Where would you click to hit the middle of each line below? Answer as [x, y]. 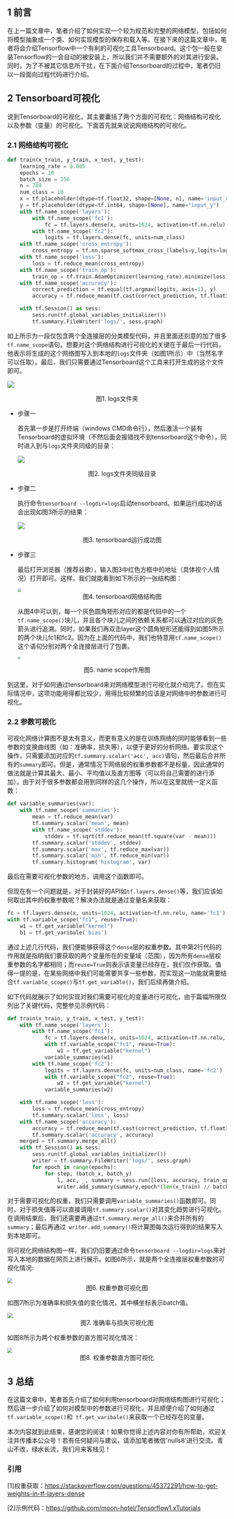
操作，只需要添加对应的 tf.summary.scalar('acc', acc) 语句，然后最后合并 [114, 756]
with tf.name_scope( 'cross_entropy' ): [76, 244]
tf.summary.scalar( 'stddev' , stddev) [87, 842]
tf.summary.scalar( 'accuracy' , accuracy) [93, 1135]
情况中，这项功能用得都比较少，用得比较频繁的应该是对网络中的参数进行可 [120, 693]
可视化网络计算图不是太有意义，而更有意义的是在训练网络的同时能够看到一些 [117, 739]
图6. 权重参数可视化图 [117, 1287]
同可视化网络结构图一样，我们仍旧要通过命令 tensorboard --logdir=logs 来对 [116, 1250]
